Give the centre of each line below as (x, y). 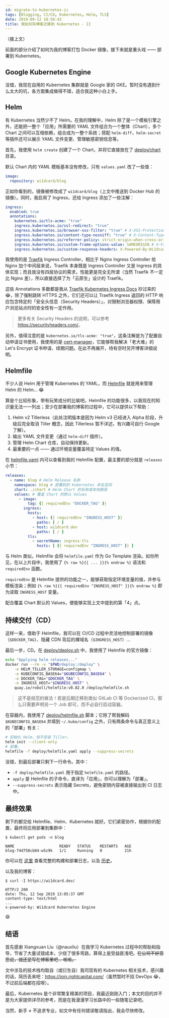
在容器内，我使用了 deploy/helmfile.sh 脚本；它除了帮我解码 (67, 715)
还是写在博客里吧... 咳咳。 (50, 960)
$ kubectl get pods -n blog (35, 838)
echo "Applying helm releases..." (41, 660)
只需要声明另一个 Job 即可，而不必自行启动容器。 (73, 705)
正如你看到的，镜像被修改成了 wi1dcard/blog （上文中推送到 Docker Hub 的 (82, 191)
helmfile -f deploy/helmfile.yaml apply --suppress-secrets (70, 751)
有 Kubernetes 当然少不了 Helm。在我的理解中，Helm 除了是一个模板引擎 (81, 120)
